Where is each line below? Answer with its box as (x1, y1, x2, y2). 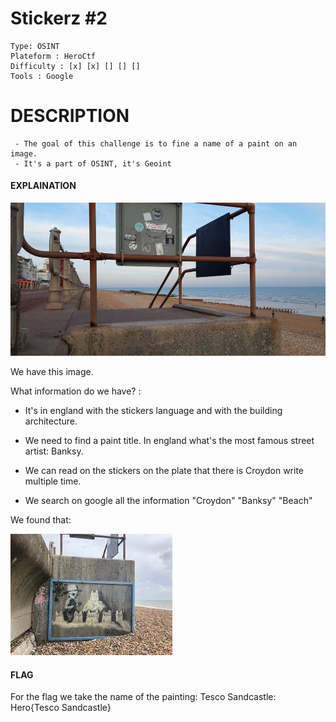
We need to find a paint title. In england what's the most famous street (24, 435, 315, 447)
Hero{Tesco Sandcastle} (10, 702, 112, 714)
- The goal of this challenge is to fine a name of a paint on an (14, 138, 298, 149)
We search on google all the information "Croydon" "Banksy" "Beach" (24, 495, 313, 507)
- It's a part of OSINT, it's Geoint (14, 158, 172, 169)
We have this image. (10, 366, 94, 378)
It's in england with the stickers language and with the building (24, 405, 283, 417)
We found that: (10, 514, 72, 526)
